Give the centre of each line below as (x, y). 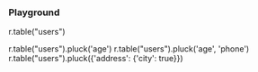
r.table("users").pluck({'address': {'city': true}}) (96, 59)
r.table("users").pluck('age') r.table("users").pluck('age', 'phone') (129, 49)
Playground (34, 12)
